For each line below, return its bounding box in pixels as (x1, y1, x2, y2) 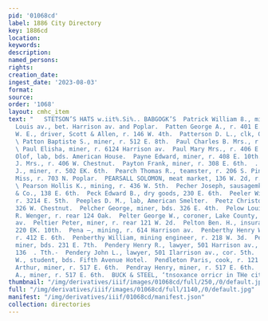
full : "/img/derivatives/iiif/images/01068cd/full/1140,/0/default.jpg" (8, 286, 255, 294)
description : (8, 49, 52, 57)
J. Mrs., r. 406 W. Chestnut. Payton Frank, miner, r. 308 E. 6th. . (15, 160, 259, 168)
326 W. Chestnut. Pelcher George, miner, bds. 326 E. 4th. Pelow (15, 204, 245, 212)
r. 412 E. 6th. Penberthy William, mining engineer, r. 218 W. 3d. (15, 234, 248, 242)
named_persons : (8, 57, 59, 65)
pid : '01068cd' (8, 11, 59, 20)
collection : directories (8, 300, 91, 308)
